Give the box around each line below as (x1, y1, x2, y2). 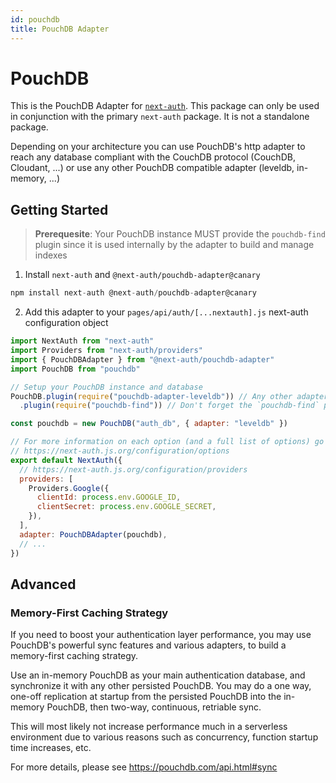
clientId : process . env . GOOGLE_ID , (36, 492, 182, 503)
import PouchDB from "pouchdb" (10, 364, 141, 374)
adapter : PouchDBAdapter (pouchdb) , (19, 529, 168, 540)
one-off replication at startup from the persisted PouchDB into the (10, 691, 282, 703)
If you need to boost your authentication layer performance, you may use (10, 629, 312, 641)
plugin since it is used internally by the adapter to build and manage (34, 239, 315, 251)
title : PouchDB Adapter (10, 24, 110, 34)
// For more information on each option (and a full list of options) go (10, 437, 325, 447)
